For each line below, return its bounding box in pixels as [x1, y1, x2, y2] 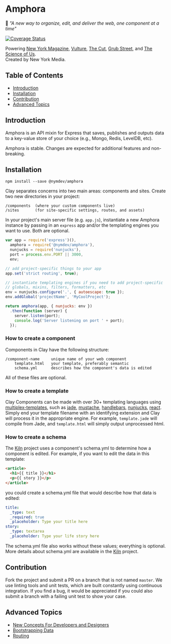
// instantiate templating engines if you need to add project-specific [5, 280, 163, 285]
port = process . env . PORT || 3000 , [10, 252, 83, 257]
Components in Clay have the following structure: [5, 346, 109, 353]
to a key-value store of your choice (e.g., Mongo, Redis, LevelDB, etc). [5, 135, 153, 141]
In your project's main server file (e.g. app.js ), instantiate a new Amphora [5, 217, 160, 223]
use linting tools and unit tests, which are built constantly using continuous [5, 582, 162, 588]
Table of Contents [5, 71, 64, 80]
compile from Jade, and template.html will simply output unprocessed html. [5, 420, 165, 426]
